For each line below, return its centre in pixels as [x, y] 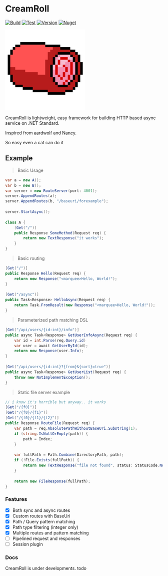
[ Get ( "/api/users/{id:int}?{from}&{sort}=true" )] [58, 367]
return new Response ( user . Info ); [49, 351]
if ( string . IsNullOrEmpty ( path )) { [51, 434]
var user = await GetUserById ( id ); [51, 346]
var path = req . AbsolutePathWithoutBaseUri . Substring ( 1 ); [76, 428]
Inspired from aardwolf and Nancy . [41, 133]
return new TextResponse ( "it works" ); [63, 238]
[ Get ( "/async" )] [22, 295]
